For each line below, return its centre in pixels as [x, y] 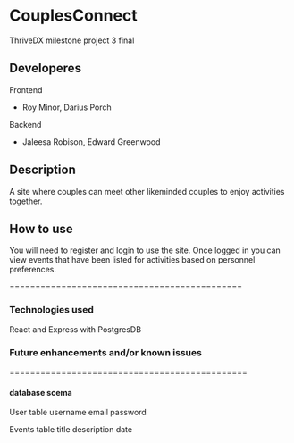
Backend [25, 124]
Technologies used [51, 310]
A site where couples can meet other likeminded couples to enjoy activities [147, 191]
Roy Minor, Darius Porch [67, 107]
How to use [41, 229]
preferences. [33, 270]
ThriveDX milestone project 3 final [72, 40]
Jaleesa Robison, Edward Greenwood [91, 142]
